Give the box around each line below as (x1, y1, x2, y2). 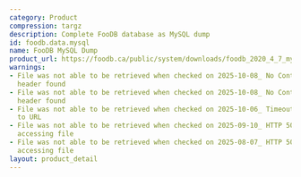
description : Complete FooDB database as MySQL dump (9, 29, 211, 38)
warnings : (9, 63, 47, 72)
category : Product (9, 13, 78, 22)
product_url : (9, 55, 58, 63)
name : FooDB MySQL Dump (9, 46, 99, 55)
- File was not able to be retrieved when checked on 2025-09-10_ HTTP (9, 122, 282, 131)
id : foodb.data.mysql (9, 38, 90, 47)
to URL (17, 113, 42, 122)
